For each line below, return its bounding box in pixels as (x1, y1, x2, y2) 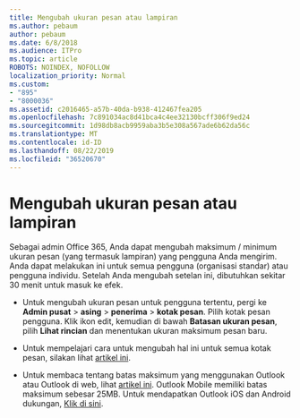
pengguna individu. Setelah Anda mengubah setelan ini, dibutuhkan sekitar (9, 270, 286, 281)
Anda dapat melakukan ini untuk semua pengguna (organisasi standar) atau (9, 260, 288, 271)
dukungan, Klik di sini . (21, 398, 104, 409)
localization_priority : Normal (9, 72, 126, 81)
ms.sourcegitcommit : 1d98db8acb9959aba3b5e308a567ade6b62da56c (9, 122, 251, 131)
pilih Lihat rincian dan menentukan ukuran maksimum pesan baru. (21, 326, 268, 337)
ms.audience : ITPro (9, 47, 82, 55)
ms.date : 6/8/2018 (9, 38, 78, 47)
